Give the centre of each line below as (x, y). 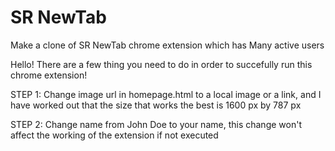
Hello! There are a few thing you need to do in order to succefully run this (161, 64)
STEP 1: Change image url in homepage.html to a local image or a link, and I (166, 94)
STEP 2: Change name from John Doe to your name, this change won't (156, 124)
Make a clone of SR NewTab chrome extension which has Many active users (167, 45)
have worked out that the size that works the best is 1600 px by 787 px (156, 105)
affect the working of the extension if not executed (114, 135)
